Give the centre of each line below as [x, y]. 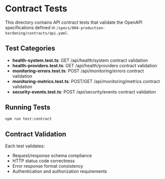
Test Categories [30, 48]
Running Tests [28, 108]
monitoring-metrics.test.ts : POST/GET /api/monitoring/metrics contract [86, 81]
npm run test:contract [28, 119]
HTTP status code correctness [43, 161]
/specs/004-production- [81, 28]
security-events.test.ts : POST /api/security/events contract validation [84, 91]
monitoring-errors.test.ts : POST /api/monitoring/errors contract [78, 71]
